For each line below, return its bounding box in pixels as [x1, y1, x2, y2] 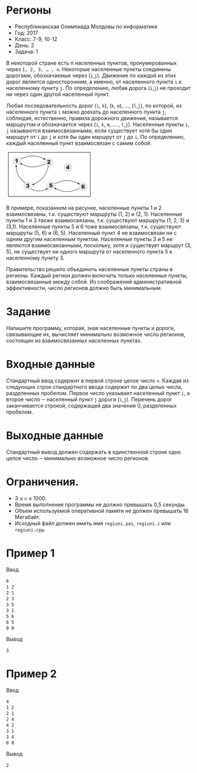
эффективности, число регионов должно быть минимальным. [6, 284, 162, 291]
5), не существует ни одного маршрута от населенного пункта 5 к [6, 248, 172, 255]
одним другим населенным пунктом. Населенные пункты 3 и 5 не [6, 235, 173, 242]
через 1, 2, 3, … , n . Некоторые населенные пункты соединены [6, 65, 172, 72]
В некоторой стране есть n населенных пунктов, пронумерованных [6, 59, 177, 66]
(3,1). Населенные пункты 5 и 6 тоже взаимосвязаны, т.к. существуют [6, 223, 182, 230]
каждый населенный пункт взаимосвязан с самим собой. [6, 139, 152, 146]
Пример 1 [6, 547, 55, 559]
